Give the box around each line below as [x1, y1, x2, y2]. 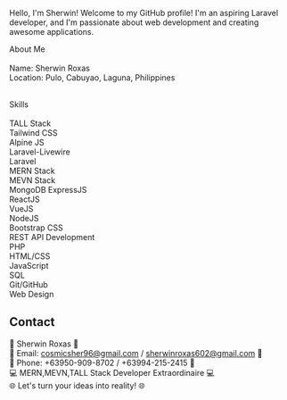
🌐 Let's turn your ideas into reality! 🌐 [9, 379, 145, 391]
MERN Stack [9, 165, 55, 176]
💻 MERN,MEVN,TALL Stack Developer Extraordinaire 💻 [9, 367, 216, 378]
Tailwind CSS [9, 128, 58, 137]
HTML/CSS [9, 251, 51, 262]
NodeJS [9, 213, 39, 223]
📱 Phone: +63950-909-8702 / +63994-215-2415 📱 [9, 357, 195, 368]
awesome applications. [9, 27, 94, 37]
